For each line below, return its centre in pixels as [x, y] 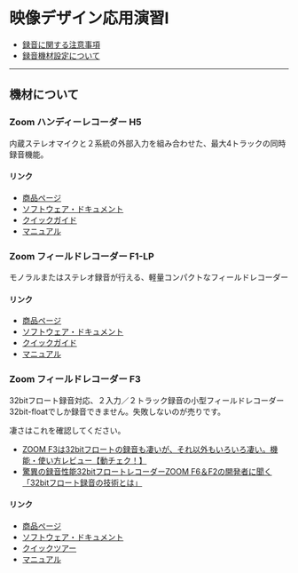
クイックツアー [49, 548]
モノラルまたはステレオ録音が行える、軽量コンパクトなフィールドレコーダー [149, 277]
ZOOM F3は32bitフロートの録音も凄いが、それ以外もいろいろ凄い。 [146, 449]
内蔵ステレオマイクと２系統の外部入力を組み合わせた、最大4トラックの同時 [148, 143]
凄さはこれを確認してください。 [67, 430]
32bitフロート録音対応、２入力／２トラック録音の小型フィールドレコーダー [147, 400]
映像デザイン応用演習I [89, 18]
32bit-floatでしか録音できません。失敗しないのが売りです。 [118, 411]
